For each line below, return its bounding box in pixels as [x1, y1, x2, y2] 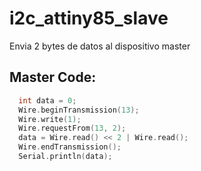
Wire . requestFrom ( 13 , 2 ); [18, 123, 127, 134]
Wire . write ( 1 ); [18, 114, 82, 124]
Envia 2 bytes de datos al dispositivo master [9, 40, 191, 52]
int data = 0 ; [18, 95, 77, 106]
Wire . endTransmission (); [18, 142, 122, 152]
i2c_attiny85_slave [9, 7, 169, 30]
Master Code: [9, 69, 97, 86]
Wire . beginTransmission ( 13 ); [18, 105, 140, 115]
